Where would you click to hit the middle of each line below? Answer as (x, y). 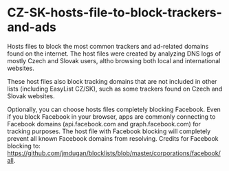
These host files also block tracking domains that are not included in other (112, 81)
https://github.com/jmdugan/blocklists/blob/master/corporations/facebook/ (114, 153)
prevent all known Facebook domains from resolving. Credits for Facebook (113, 138)
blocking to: (24, 146)
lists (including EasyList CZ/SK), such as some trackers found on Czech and (115, 89)
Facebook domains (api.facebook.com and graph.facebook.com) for (104, 124)
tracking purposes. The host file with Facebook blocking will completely (109, 131)
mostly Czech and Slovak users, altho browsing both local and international (114, 60)
